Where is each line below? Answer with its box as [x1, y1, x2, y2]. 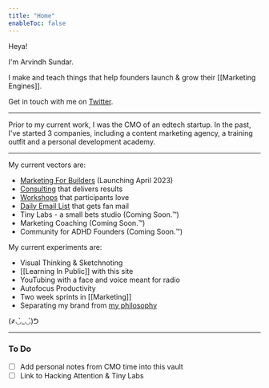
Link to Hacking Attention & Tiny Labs [19, 370, 144, 380]
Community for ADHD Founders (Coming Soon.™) [19, 227, 183, 236]
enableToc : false [8, 19, 66, 27]
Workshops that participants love [19, 192, 130, 202]
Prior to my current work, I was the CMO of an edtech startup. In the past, [8, 120, 251, 129]
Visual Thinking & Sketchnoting [19, 258, 123, 268]
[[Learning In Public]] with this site [19, 266, 134, 276]
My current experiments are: [8, 242, 102, 251]
